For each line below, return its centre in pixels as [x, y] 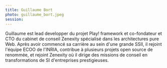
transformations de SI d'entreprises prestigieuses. [57, 60]
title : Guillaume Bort [29, 10]
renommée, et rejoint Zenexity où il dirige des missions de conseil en [76, 55]
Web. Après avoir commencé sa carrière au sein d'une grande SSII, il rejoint [83, 44]
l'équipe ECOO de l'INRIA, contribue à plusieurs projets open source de [79, 50]
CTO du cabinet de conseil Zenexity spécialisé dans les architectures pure [82, 39]
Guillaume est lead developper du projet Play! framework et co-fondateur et [84, 34]
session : [14, 19]
